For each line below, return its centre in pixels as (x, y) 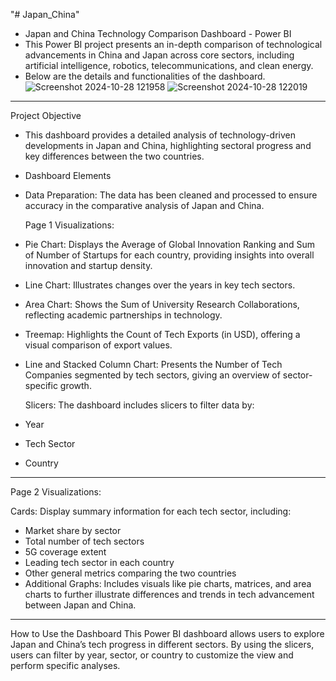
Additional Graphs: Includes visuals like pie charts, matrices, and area (168, 583)
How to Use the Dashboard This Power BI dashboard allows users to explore (167, 633)
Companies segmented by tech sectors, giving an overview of (152, 375)
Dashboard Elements (68, 175)
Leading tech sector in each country (99, 562)
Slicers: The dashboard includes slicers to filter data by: (139, 405)
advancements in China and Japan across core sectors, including (159, 55)
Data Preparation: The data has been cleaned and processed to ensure (171, 195)
